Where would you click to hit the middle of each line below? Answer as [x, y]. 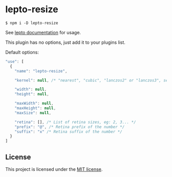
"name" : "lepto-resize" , [41, 71]
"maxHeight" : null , [35, 108]
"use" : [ [15, 61]
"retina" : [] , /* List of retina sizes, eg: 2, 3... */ [76, 122]
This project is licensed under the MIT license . [54, 169]
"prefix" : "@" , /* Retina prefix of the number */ [70, 127]
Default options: [22, 52]
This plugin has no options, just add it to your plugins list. [65, 42]
